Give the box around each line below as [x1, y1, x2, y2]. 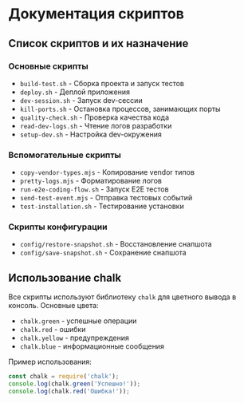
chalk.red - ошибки [19, 325, 86, 334]
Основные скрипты [8, 61, 89, 72]
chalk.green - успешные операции [19, 316, 137, 326]
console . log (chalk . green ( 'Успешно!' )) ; [8, 380, 141, 388]
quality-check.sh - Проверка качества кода [19, 113, 170, 122]
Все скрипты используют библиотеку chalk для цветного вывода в [8, 292, 237, 302]
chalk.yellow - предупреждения [19, 333, 129, 343]
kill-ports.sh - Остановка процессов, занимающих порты [19, 104, 221, 113]
